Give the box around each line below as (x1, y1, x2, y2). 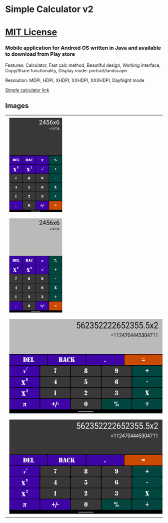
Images (5, 101, 29, 110)
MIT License (5, 27, 57, 38)
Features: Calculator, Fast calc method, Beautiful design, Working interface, (5, 62, 161, 68)
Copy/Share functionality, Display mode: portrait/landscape (5, 67, 127, 73)
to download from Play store (5, 51, 75, 58)
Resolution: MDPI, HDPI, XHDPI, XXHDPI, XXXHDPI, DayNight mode (5, 77, 144, 83)
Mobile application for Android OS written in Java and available (5, 44, 161, 51)
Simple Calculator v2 (5, 4, 93, 15)
